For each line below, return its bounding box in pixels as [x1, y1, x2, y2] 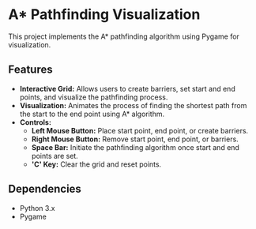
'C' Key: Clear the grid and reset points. [31, 160, 162, 169]
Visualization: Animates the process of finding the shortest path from [19, 100, 247, 110]
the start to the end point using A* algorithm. [19, 109, 165, 118]
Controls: [19, 117, 51, 127]
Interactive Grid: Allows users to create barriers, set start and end [19, 84, 235, 93]
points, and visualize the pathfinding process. [19, 92, 168, 102]
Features [8, 63, 53, 77]
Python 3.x [19, 203, 55, 212]
